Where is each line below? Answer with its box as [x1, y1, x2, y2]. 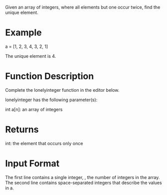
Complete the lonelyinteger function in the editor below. [5, 87, 120, 93]
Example [5, 27, 42, 38]
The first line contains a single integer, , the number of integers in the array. [5, 174, 160, 180]
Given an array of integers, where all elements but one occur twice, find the [5, 4, 161, 10]
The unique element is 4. [5, 53, 56, 59]
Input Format [5, 158, 60, 169]
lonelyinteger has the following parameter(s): [5, 97, 98, 103]
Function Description [5, 71, 94, 82]
